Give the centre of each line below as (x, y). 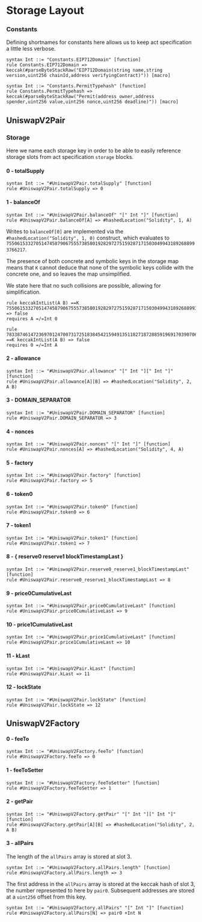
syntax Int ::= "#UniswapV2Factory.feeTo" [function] (75, 752)
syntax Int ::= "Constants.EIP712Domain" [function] (74, 60)
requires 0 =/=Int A (32, 345)
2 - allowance (23, 358)
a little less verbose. (31, 49)
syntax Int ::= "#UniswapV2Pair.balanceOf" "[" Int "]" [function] (93, 215)
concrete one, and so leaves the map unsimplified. (69, 274)
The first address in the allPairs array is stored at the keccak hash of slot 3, (101, 884)
